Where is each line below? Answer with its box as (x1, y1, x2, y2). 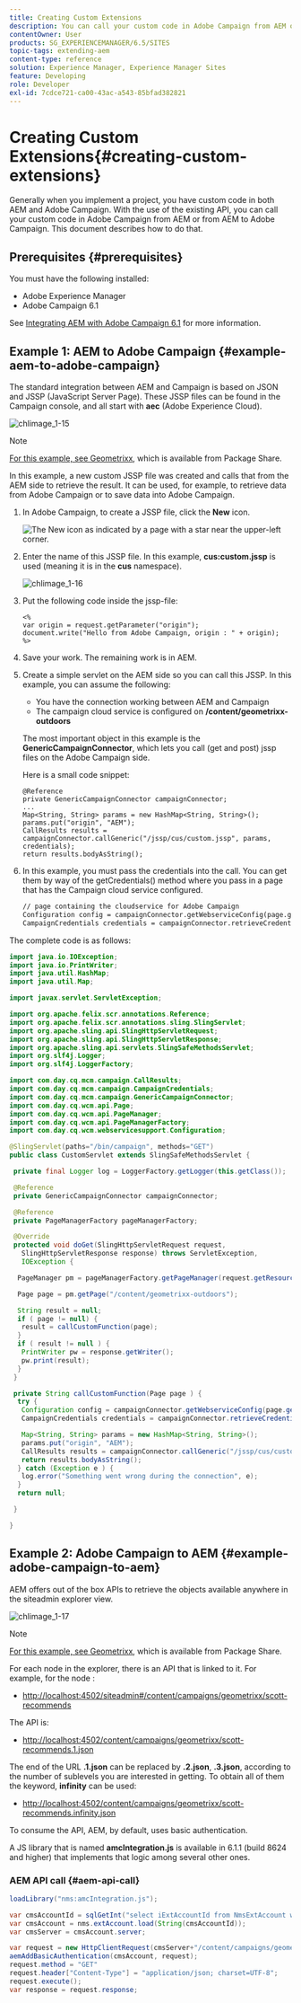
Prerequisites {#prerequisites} (9, 249, 184, 265)
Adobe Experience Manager (21, 291, 126, 302)
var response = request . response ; (9, 1985, 139, 1994)
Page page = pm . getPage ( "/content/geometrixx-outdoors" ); (17, 1290, 239, 1299)
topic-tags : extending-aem (9, 47, 110, 56)
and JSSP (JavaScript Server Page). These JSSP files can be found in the (9, 392, 280, 402)
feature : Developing (9, 72, 87, 81)
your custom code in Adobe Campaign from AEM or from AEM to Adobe (9, 214, 275, 225)
